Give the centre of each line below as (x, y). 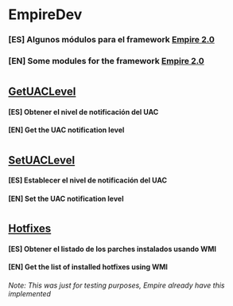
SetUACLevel (42, 160)
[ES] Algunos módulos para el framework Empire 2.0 (111, 40)
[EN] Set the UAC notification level (66, 198)
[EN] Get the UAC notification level (66, 130)
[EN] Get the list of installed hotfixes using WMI (88, 267)
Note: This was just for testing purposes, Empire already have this (116, 285)
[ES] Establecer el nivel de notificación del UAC (88, 180)
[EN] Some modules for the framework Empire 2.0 (106, 61)
